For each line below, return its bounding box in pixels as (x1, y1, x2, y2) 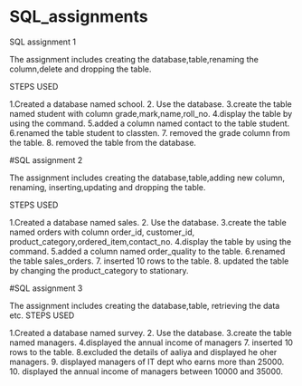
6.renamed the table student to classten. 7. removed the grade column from (9, 127, 291, 138)
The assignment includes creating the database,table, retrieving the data (9, 300, 280, 311)
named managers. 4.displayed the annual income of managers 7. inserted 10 (9, 337, 294, 348)
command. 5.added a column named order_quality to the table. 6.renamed (9, 246, 286, 256)
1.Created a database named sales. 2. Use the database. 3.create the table (9, 217, 287, 227)
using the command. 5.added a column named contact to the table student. (9, 118, 290, 129)
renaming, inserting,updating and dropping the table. (9, 181, 206, 192)
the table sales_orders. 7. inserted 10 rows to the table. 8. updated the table (9, 256, 289, 266)
